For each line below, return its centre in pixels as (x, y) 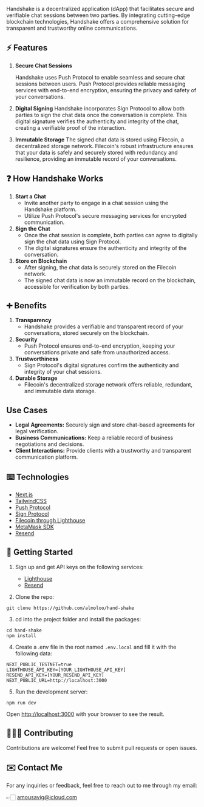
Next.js (24, 495)
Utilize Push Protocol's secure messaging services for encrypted (105, 215)
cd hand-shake (24, 630)
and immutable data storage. (60, 391)
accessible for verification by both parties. (77, 286)
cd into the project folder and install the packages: (78, 619)
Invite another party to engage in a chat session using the (96, 203)
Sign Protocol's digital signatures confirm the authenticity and (101, 365)
